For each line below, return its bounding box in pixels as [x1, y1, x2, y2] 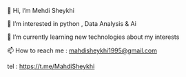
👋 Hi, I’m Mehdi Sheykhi [7, 7, 74, 14]
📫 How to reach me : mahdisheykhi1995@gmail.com [7, 46, 157, 55]
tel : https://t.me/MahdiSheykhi [7, 62, 95, 70]
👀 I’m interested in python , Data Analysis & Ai [7, 20, 136, 27]
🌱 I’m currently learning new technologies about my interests [7, 33, 180, 41]
